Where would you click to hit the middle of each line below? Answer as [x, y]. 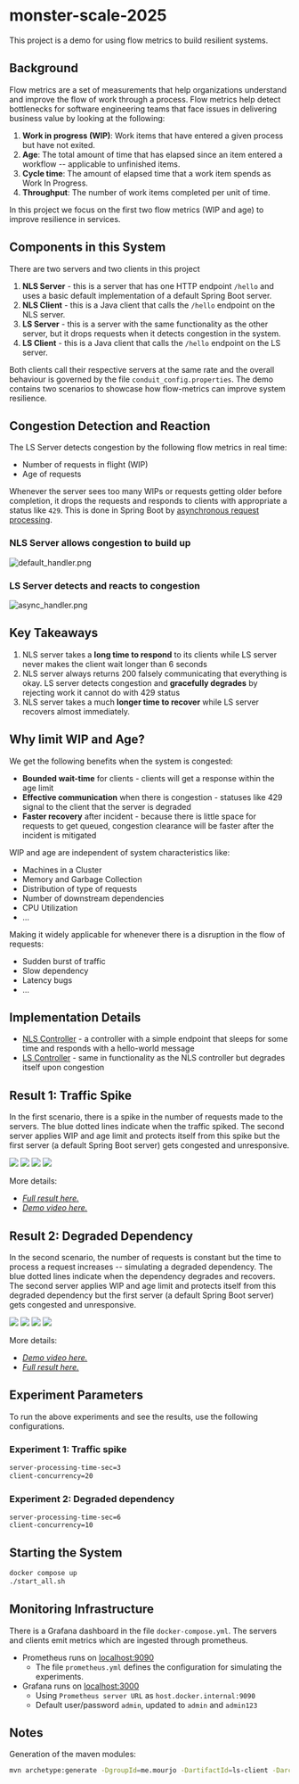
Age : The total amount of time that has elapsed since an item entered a [152, 154]
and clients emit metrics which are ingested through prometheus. [129, 1640]
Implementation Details [75, 1017]
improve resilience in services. [65, 219]
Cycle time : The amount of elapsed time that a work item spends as [146, 173]
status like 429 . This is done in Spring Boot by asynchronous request [134, 510]
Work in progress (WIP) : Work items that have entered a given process [153, 136]
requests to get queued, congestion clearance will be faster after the [148, 825]
